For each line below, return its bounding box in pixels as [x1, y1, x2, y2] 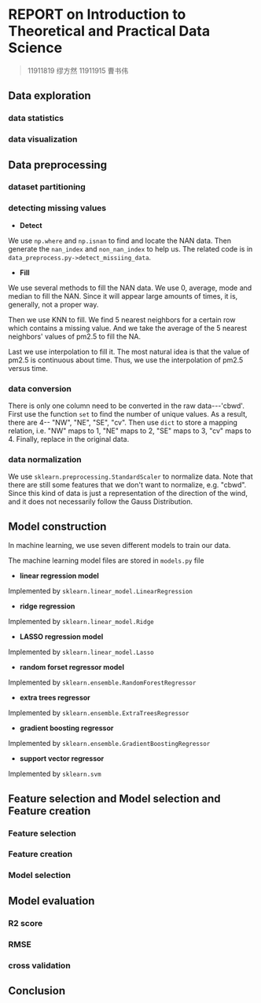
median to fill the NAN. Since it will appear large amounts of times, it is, [8, 291, 238, 300]
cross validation [8, 960, 71, 971]
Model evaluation [8, 894, 95, 907]
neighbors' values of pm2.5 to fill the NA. [8, 332, 142, 341]
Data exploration [8, 89, 92, 103]
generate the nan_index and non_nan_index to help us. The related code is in [8, 244, 253, 253]
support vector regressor [19, 754, 105, 763]
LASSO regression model [19, 632, 104, 641]
